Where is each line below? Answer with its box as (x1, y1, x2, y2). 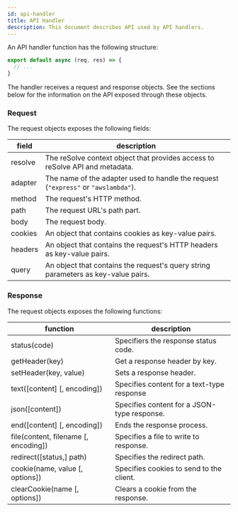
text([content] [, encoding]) (11, 383, 103, 393)
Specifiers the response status (114, 335, 217, 345)
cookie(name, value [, (11, 463, 84, 473)
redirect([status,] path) (11, 452, 87, 462)
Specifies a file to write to (114, 431, 200, 441)
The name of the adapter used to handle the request (45, 173, 219, 183)
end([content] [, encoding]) (11, 420, 103, 430)
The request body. (45, 217, 107, 227)
